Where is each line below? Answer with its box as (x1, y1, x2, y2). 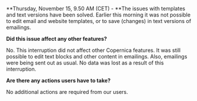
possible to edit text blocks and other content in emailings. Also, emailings (6, 53, 188, 60)
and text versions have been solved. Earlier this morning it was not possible (6, 11, 191, 18)
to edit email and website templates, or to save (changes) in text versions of (6, 18, 192, 24)
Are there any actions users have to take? (6, 77, 111, 84)
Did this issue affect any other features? (6, 35, 107, 42)
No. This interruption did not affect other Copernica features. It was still (6, 47, 181, 54)
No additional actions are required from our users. (6, 89, 129, 95)
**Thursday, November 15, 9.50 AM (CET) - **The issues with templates (6, 5, 186, 12)
